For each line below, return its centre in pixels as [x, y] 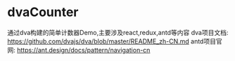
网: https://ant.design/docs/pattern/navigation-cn [79, 50]
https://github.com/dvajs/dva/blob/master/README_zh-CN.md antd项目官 [115, 41]
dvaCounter [43, 12]
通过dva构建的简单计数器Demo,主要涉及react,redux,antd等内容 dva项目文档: [118, 32]
